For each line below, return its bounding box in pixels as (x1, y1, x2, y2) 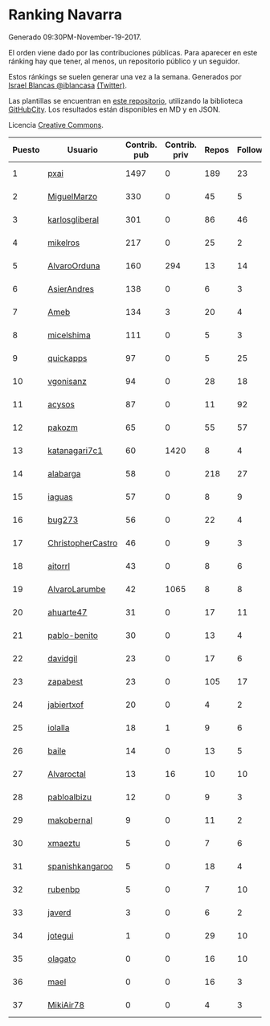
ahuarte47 (47, 607, 88, 618)
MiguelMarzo (47, 190, 98, 202)
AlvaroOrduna (47, 260, 100, 271)
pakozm (47, 422, 78, 433)
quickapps (47, 352, 88, 363)
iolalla (47, 721, 70, 733)
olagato (47, 953, 76, 964)
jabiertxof (47, 699, 84, 710)
